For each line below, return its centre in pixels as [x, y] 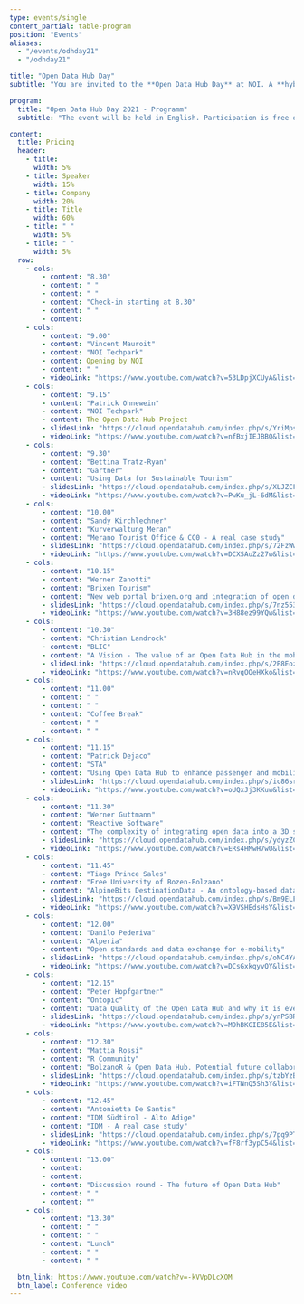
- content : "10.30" [79, 630]
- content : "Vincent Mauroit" [99, 345]
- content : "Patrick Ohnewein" [101, 403]
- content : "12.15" [79, 983]
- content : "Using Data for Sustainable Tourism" [137, 479]
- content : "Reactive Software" [103, 824]
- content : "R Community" [91, 1059]
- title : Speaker [58, 176]
